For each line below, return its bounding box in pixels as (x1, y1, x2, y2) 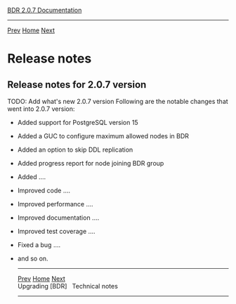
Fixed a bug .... (17, 241, 61, 249)
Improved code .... (17, 186, 71, 194)
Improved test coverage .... (17, 227, 96, 235)
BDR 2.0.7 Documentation (7, 6, 82, 14)
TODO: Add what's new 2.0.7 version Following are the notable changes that (7, 98, 228, 105)
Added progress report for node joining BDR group (17, 159, 164, 167)
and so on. (17, 254, 48, 263)
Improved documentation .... (17, 213, 100, 222)
